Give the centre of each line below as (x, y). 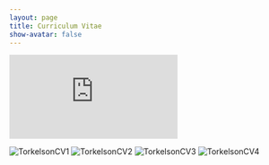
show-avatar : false (46, 34)
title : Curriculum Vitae (56, 26)
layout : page (34, 17)
